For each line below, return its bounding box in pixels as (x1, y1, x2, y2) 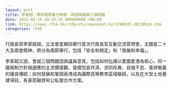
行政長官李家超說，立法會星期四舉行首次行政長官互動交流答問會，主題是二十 (5, 41, 167, 47)
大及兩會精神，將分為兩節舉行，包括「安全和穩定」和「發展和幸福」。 (5, 47, 151, 53)
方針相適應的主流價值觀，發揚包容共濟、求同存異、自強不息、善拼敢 (18, 65, 162, 71)
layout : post (5, 7, 33, 13)
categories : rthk (5, 26, 42, 32)
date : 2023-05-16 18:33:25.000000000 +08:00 (5, 17, 102, 22)
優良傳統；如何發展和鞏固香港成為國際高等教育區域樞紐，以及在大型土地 (9, 71, 162, 77)
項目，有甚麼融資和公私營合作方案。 (9, 77, 86, 83)
